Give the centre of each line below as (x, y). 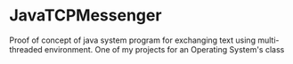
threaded (26, 49)
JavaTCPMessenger (85, 16)
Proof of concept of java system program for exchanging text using (133, 40)
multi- (269, 40)
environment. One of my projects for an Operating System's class (164, 49)
